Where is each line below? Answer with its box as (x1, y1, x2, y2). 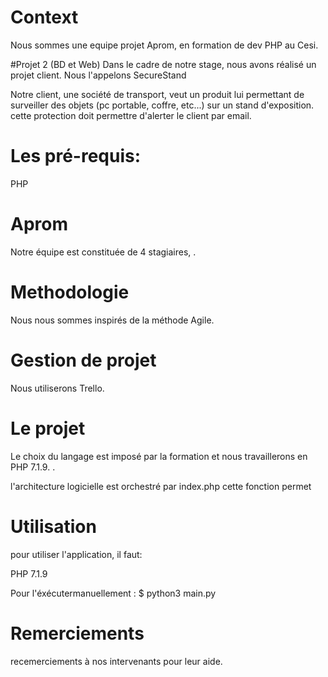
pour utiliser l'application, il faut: (10, 548, 143, 560)
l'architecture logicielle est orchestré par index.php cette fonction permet (10, 480, 312, 492)
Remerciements (10, 622, 145, 645)
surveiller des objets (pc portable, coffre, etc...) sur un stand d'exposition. (10, 99, 315, 111)
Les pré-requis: (10, 145, 142, 168)
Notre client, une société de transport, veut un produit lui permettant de (10, 88, 305, 100)
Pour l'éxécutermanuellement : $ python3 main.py (10, 587, 217, 599)
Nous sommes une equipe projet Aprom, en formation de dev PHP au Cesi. (10, 39, 319, 51)
